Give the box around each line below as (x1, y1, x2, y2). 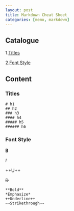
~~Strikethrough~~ (5, 201, 44, 206)
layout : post (5, 7, 33, 13)
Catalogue (5, 36, 39, 45)
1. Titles (5, 50, 20, 56)
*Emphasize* (5, 192, 31, 197)
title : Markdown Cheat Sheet (5, 12, 67, 17)
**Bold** (5, 187, 24, 193)
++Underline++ (5, 196, 36, 202)
